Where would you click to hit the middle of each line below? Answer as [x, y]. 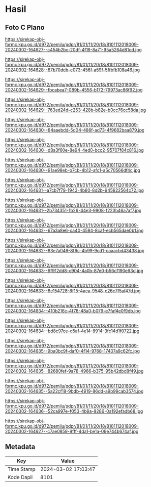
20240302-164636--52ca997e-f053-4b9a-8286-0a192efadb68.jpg [74, 411]
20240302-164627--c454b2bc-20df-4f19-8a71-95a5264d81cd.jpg [73, 50]
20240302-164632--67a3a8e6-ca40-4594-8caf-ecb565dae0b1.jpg [75, 230]
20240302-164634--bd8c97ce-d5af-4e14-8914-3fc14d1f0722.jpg [72, 331]
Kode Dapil [20, 477]
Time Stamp [22, 469]
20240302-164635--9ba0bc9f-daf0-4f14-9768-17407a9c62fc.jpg [73, 351]
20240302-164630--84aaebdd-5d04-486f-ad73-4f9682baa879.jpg [75, 130]
